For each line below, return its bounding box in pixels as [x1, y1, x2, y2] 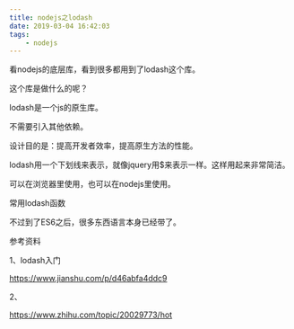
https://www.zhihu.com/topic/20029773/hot [9, 309, 173, 320]
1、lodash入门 [9, 255, 61, 266]
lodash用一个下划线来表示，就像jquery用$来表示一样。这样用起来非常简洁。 [9, 159, 290, 171]
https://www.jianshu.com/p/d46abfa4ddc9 [9, 273, 168, 284]
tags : [9, 30, 30, 39]
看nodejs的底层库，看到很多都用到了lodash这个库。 [9, 64, 201, 75]
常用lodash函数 [9, 198, 65, 209]
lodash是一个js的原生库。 [9, 102, 103, 113]
